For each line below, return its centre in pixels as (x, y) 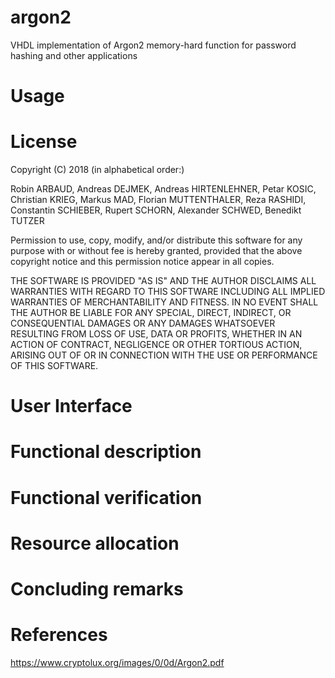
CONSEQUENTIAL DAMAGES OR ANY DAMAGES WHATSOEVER (143, 323)
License (44, 142)
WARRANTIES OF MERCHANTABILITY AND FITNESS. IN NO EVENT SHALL (164, 302)
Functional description (106, 452)
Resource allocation (95, 543)
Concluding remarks (97, 589)
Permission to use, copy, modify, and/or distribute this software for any (156, 240)
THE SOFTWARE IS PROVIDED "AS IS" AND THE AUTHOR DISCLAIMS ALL (163, 281)
